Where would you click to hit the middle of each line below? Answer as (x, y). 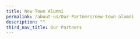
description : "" (26, 22)
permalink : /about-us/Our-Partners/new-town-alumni (70, 17)
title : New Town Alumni (35, 11)
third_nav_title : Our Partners (44, 27)
